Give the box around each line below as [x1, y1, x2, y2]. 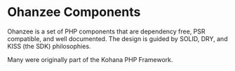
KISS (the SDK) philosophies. [7, 42, 91, 50]
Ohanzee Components [7, 4, 141, 20]
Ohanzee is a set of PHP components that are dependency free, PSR [7, 27, 206, 35]
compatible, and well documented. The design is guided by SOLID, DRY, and [7, 34, 228, 42]
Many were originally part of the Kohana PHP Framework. [7, 55, 173, 63]
